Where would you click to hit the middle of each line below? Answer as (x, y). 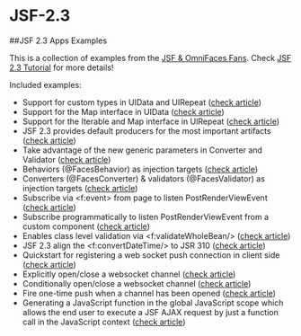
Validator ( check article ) (66, 159)
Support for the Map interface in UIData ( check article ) (123, 111)
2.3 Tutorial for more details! (62, 67)
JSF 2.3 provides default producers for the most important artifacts (146, 130)
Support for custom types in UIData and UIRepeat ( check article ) (142, 102)
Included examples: (46, 84)
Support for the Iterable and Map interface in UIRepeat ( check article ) (151, 121)
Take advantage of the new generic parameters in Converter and (142, 150)
